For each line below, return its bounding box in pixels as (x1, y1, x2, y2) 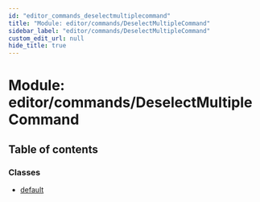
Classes (8, 167, 41, 178)
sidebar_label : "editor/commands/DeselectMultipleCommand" (8, 27, 211, 35)
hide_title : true (8, 42, 67, 50)
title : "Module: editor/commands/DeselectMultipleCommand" (8, 19, 211, 27)
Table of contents (8, 142, 98, 156)
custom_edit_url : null (8, 34, 85, 43)
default (19, 185, 44, 194)
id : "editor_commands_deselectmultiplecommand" (8, 11, 171, 20)
